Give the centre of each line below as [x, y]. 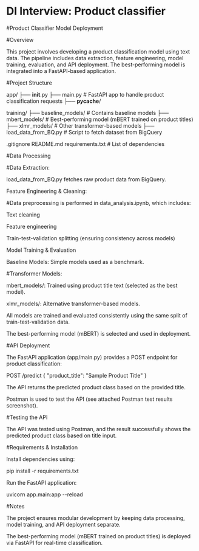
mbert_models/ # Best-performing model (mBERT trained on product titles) [100, 119]
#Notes [15, 506]
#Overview [20, 40]
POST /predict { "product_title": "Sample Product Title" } [76, 375]
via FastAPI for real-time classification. [55, 542]
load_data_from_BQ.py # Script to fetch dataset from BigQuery [84, 132]
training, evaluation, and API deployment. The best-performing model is [96, 64]
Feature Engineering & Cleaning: [47, 191]
